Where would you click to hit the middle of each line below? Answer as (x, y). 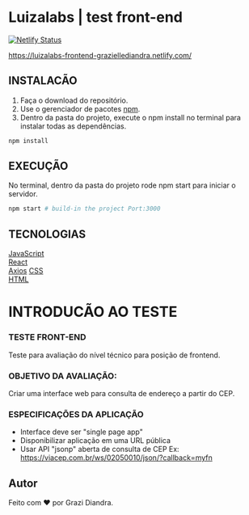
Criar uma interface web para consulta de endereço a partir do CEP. (122, 393)
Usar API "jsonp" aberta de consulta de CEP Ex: (99, 450)
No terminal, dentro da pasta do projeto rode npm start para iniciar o (122, 185)
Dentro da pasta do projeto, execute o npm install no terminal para (130, 117)
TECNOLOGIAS (47, 234)
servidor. (23, 194)
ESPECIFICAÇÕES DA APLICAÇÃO (76, 414)
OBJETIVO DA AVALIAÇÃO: (63, 376)
